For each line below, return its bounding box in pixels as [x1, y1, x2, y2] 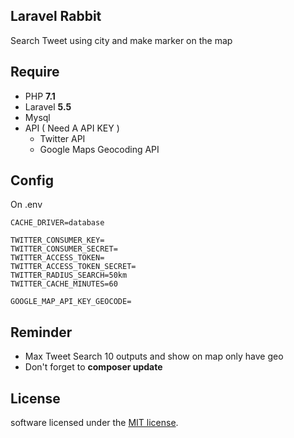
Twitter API [39, 132, 86, 144]
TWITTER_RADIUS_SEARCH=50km [10, 270, 128, 281]
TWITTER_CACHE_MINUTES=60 [10, 279, 118, 289]
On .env [10, 199, 43, 211]
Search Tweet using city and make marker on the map [10, 34, 233, 46]
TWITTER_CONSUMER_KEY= [10, 235, 105, 246]
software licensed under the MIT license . [10, 417, 179, 429]
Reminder [10, 324, 73, 341]
